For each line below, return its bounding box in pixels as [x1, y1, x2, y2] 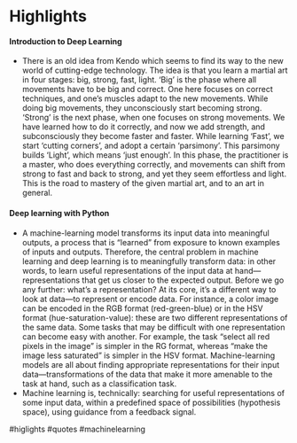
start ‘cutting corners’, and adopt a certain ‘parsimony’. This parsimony [21, 140, 281, 152]
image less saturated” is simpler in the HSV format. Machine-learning [21, 350, 276, 361]
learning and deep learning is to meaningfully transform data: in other [21, 255, 277, 267]
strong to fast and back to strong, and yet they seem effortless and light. [21, 168, 286, 179]
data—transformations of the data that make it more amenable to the [21, 369, 273, 379]
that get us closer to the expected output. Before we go [82, 275, 285, 285]
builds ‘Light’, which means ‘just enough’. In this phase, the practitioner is [21, 150, 289, 160]
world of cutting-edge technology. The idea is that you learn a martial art [21, 65, 288, 76]
